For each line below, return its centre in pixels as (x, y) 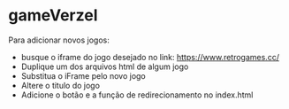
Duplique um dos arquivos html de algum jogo (105, 66)
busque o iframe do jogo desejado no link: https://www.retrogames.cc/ (150, 57)
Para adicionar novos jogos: (59, 40)
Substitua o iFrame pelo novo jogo (84, 75)
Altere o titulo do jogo (61, 85)
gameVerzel (53, 16)
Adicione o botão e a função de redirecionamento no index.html (137, 95)
